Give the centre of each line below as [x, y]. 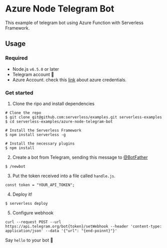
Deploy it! [22, 194]
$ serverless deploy [27, 203]
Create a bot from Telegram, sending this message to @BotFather [80, 157]
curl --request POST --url [33, 222]
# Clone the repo [23, 113]
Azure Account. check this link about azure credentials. [69, 80]
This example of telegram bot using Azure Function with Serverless [74, 23]
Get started [19, 92]
